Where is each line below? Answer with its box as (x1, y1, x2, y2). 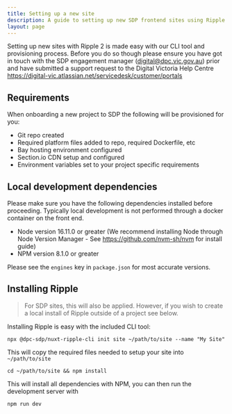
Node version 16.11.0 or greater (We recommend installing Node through (17, 227, 224, 235)
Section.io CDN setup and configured (17, 154, 125, 162)
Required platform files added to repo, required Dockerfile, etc (17, 138, 196, 147)
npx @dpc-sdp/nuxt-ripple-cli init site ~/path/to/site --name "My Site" (7, 336, 226, 342)
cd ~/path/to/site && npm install (7, 367, 108, 374)
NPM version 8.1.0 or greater (17, 249, 99, 258)
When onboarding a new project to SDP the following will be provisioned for (7, 110, 224, 119)
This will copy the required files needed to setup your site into (7, 348, 184, 356)
